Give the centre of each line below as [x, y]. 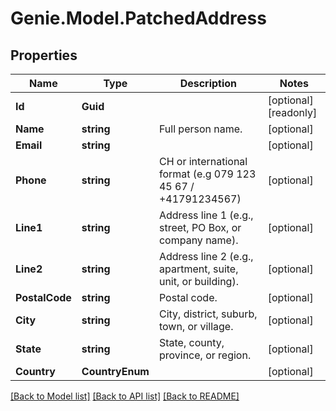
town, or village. [196, 326]
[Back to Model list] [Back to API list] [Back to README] [125, 396]
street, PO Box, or [200, 227]
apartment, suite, [198, 269]
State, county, [191, 342]
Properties [44, 55]
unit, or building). [198, 281]
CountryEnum [115, 371]
